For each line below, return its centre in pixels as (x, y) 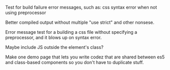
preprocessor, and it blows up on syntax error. (54, 38)
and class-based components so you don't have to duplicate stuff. (75, 62)
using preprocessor (26, 13)
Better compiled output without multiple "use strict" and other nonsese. (80, 22)
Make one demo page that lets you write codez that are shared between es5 (85, 57)
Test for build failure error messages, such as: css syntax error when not (81, 7)
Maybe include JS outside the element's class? (55, 47)
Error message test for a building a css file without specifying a (71, 32)
